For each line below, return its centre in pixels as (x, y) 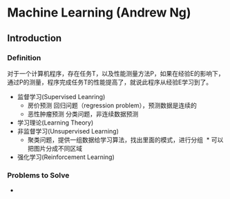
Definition (24, 58)
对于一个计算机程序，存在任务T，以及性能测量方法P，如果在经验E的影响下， (116, 73)
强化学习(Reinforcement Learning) (66, 157)
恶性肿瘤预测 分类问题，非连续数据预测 (83, 114)
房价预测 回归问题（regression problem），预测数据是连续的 (112, 105)
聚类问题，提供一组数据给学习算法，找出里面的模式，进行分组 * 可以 (125, 140)
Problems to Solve (38, 175)
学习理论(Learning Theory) (55, 123)
